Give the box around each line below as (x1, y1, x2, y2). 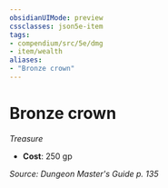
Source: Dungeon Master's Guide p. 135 (9, 168, 159, 179)
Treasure (9, 133, 44, 143)
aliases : (9, 55, 43, 64)
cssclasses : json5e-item (9, 22, 104, 31)
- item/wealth (9, 47, 64, 56)
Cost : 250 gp (22, 151, 73, 162)
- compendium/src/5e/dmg (9, 38, 104, 48)
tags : (9, 30, 30, 39)
